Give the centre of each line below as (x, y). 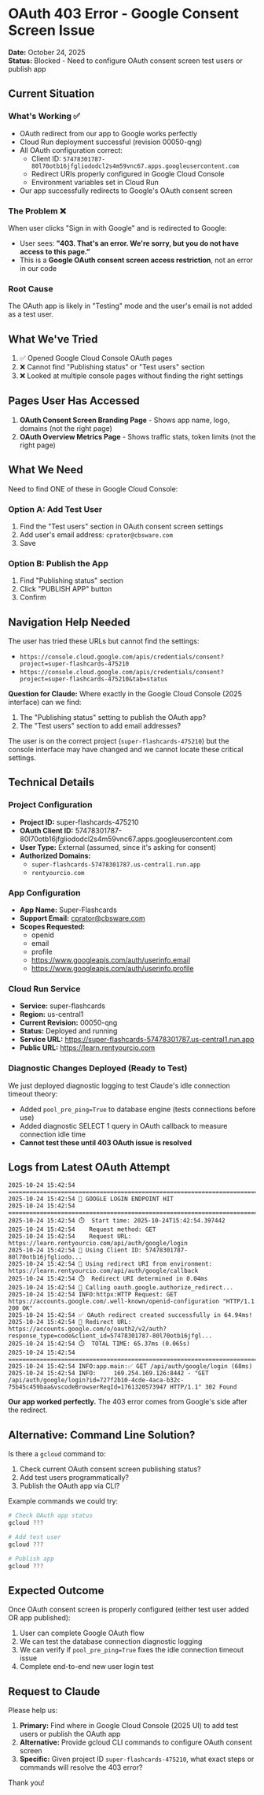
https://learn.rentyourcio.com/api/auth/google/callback (103, 1271)
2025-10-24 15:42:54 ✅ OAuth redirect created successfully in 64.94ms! (130, 1315)
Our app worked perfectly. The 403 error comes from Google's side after (128, 1402)
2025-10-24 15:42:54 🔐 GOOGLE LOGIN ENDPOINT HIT (91, 1199)
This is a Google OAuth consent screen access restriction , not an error (136, 260)
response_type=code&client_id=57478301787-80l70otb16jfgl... (110, 1336)
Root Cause (31, 288)
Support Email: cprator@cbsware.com (82, 918)
